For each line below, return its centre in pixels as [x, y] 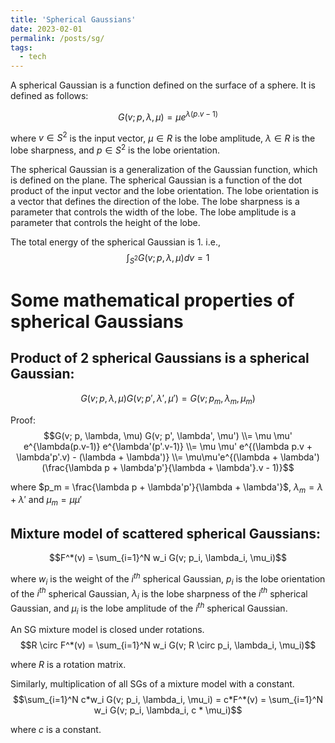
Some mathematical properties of [152, 300]
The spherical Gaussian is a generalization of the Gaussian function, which [164, 170]
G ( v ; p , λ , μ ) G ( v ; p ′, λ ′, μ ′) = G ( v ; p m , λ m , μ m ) [168, 399]
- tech [33, 57]
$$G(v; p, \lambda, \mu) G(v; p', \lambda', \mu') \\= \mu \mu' [168, 435]
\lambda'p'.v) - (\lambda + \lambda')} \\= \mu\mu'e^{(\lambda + [147, 457]
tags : [21, 47]
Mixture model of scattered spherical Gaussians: [166, 533]
